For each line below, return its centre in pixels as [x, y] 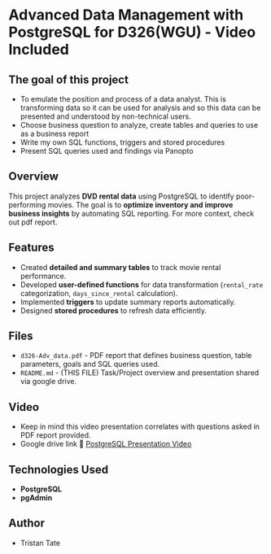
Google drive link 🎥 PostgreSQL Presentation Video [106, 444]
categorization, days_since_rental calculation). [99, 293]
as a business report [55, 133]
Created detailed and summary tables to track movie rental [120, 267]
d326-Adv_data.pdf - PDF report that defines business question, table [136, 356]
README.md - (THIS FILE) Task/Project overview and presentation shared [140, 373]
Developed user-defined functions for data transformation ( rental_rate [142, 284]
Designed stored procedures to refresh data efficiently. [114, 310]
